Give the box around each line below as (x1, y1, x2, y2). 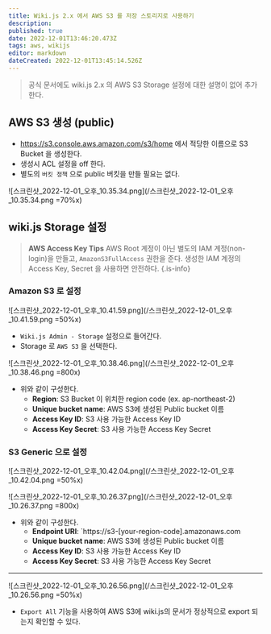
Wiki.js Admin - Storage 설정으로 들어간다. (19, 331, 162, 341)
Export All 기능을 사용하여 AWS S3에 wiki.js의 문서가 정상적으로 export (19, 607, 250, 616)
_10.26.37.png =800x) (8, 501, 80, 511)
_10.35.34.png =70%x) (8, 195, 82, 205)
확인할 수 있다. (35, 617, 81, 627)
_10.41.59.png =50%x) (8, 314, 82, 324)
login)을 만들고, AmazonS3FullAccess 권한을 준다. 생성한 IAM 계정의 (27, 253, 241, 263)
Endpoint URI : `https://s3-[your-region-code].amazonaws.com (31, 527, 241, 537)
